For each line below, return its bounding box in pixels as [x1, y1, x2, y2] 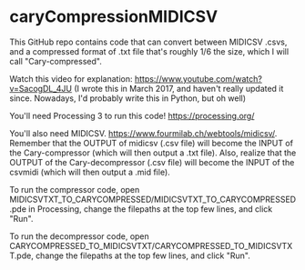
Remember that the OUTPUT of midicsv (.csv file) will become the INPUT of [9, 137, 294, 148]
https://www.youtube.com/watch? [134, 73, 262, 84]
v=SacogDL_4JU [9, 83, 73, 94]
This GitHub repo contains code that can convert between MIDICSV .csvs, [9, 36, 288, 47]
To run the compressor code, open [9, 184, 140, 195]
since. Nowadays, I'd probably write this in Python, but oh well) [9, 93, 247, 104]
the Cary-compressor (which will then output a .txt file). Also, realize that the [9, 147, 297, 158]
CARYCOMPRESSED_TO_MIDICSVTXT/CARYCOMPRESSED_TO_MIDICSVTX [9, 240, 293, 251]
